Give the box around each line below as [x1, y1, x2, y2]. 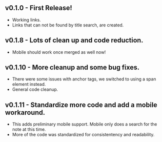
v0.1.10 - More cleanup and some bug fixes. [5, 63, 140, 72]
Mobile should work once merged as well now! [12, 49, 106, 55]
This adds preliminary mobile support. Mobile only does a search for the [12, 122, 158, 127]
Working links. [12, 17, 41, 22]
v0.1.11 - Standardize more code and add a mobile [5, 101, 158, 109]
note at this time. [12, 126, 46, 132]
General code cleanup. [12, 86, 59, 92]
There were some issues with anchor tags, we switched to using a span [12, 76, 156, 82]
